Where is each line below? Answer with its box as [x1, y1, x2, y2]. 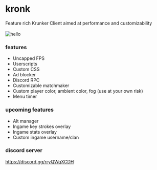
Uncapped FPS [12, 55, 45, 61]
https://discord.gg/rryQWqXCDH [5, 158, 74, 164]
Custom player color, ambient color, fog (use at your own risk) [12, 88, 143, 94]
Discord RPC [12, 77, 40, 83]
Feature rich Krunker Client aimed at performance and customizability [5, 20, 152, 26]
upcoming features [5, 106, 54, 113]
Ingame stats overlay [12, 129, 57, 135]
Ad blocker [12, 72, 36, 78]
